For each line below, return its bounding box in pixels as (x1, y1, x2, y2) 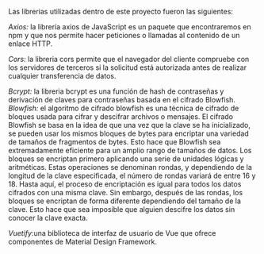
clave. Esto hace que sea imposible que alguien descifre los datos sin (8, 205, 235, 214)
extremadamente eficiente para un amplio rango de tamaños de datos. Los (8, 146, 252, 155)
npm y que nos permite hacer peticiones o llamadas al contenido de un (8, 31, 240, 40)
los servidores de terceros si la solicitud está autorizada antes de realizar (8, 63, 247, 72)
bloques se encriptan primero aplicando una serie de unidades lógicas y (8, 154, 244, 164)
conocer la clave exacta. (8, 214, 89, 222)
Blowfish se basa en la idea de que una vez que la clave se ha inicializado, (8, 121, 251, 129)
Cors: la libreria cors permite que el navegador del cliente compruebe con (8, 55, 250, 63)
